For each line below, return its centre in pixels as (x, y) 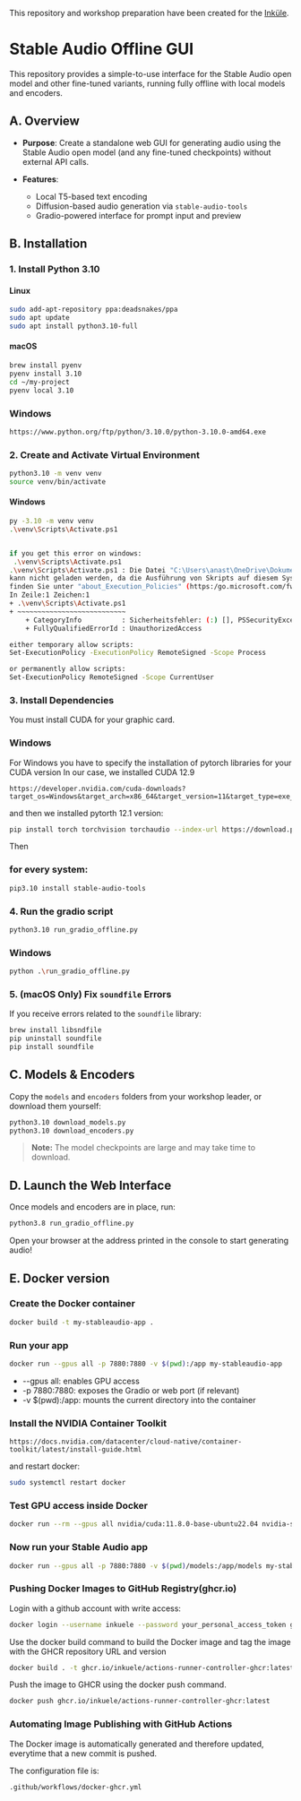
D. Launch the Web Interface (90, 1185)
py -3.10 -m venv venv (52, 521)
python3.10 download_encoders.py (72, 1131)
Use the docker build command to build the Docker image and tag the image (150, 1642)
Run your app (39, 1345)
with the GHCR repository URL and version (88, 1651)
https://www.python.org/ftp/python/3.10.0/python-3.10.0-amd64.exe (138, 432)
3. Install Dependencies (62, 700)
